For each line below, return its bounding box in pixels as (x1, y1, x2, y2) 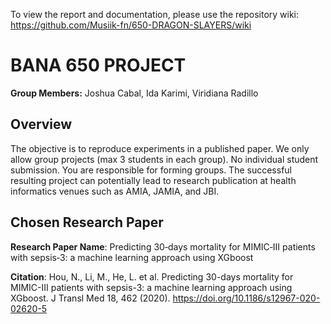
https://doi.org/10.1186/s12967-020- (172, 292, 321, 304)
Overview (10, 116, 73, 133)
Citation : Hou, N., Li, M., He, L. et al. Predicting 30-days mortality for (10, 270, 294, 283)
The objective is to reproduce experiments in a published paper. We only (10, 142, 310, 154)
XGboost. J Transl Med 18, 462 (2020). (10, 292, 171, 304)
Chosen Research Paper (10, 214, 164, 231)
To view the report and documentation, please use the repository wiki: (10, 9, 300, 20)
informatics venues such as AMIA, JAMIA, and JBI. (10, 185, 220, 197)
